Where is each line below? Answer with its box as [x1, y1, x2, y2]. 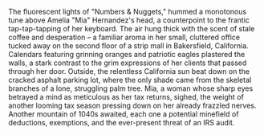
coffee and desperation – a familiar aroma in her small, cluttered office [8, 32, 241, 42]
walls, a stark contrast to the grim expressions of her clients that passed [8, 58, 247, 67]
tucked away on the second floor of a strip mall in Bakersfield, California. [8, 41, 249, 51]
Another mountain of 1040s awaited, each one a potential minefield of [8, 109, 239, 119]
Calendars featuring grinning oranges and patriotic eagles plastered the [8, 50, 246, 59]
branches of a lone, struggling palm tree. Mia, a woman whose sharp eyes [8, 84, 254, 93]
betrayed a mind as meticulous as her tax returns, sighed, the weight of [8, 92, 245, 101]
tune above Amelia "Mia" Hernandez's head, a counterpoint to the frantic [8, 15, 250, 25]
